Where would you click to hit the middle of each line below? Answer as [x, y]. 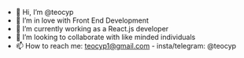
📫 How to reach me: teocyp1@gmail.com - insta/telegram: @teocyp [126, 46]
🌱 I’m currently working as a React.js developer [92, 29]
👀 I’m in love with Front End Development [82, 20]
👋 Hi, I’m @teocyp [44, 12]
